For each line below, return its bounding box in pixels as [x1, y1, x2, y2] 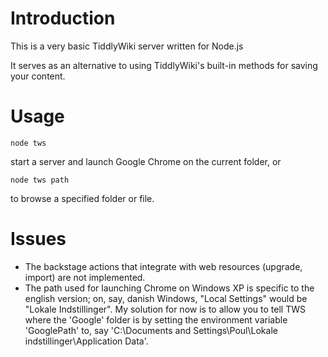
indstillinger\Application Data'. [24, 335, 149, 347]
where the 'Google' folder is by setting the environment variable [24, 313, 288, 326]
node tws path [10, 175, 70, 185]
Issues [10, 228, 67, 251]
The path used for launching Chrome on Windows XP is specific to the [24, 282, 315, 294]
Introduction [10, 7, 116, 30]
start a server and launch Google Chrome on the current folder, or [10, 155, 282, 167]
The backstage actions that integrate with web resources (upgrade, [24, 260, 303, 272]
